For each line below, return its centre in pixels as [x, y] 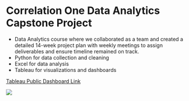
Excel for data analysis [41, 64]
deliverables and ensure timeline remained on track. [77, 51]
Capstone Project [49, 23]
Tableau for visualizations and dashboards [65, 70]
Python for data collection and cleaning [62, 57]
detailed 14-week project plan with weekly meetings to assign [89, 45]
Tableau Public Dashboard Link [43, 81]
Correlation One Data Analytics [83, 11]
